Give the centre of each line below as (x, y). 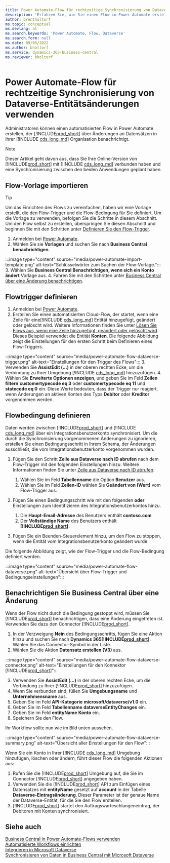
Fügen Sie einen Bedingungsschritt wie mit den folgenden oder (78, 500)
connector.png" (22, 665)
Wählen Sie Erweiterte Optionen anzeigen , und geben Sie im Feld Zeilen (81, 378)
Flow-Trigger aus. (38, 490)
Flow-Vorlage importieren (47, 185)
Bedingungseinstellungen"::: (35, 577)
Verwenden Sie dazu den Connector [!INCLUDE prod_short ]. (68, 624)
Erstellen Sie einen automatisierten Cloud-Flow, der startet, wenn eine (85, 314)
